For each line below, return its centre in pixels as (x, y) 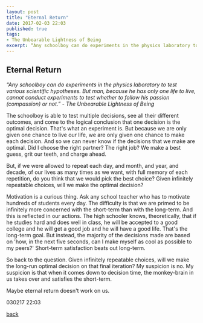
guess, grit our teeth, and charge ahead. (56, 154)
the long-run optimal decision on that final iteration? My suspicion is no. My (100, 266)
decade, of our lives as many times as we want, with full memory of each (97, 172)
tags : (13, 34)
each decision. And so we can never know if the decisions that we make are (101, 141)
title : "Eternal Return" (37, 18)
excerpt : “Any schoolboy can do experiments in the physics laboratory (98, 46)
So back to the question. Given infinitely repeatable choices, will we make (98, 260)
